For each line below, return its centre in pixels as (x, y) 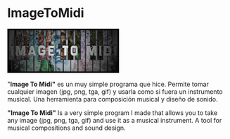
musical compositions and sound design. (66, 128)
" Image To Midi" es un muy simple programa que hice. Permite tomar (108, 84)
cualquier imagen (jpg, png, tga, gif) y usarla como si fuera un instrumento (115, 91)
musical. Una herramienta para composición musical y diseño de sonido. (113, 99)
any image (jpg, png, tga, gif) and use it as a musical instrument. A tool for (115, 120)
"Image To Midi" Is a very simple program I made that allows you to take (113, 113)
